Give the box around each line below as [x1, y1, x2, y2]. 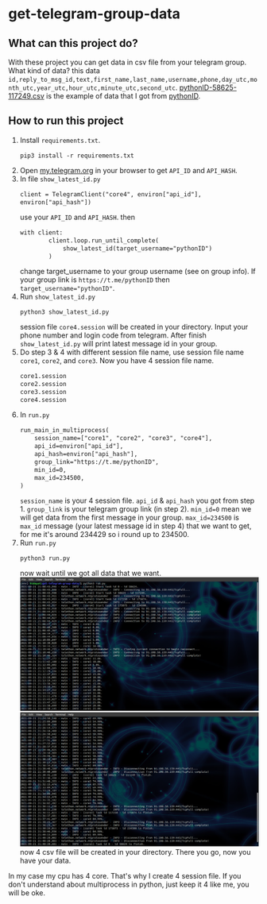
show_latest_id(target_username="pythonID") [62, 244, 213, 253]
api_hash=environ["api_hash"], [34, 450, 138, 458]
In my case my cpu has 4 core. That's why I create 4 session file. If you [8, 871, 242, 881]
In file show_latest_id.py [19, 174, 101, 184]
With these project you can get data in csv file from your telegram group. [8, 57, 247, 67]
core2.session [19, 380, 67, 388]
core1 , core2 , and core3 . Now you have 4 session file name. [19, 355, 215, 365]
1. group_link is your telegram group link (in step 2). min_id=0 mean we [19, 504, 252, 513]
